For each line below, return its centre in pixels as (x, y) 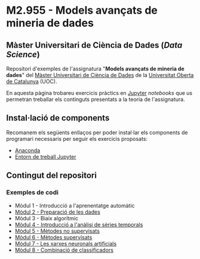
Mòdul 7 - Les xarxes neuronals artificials (66, 243)
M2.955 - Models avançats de (82, 10)
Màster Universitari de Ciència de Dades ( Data (94, 45)
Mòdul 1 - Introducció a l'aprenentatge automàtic (75, 205)
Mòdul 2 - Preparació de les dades (57, 212)
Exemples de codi (32, 193)
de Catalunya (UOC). (32, 81)
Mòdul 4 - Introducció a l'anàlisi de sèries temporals (79, 224)
